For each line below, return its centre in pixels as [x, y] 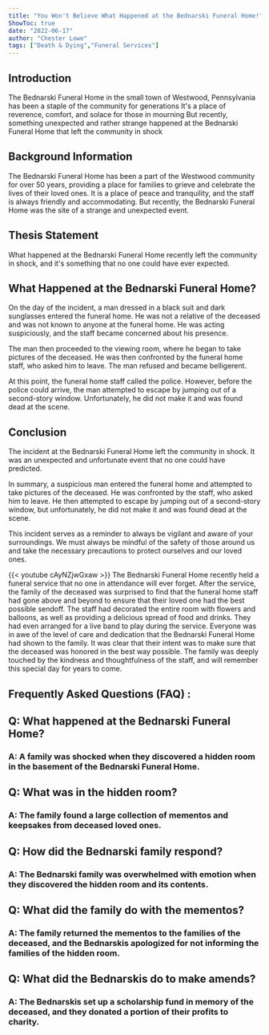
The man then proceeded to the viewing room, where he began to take [125, 349]
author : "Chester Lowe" [48, 38]
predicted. [25, 469]
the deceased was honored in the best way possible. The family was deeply [133, 651]
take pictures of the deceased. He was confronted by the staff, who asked [130, 493]
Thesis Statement [53, 235]
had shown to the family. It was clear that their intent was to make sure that [132, 643]
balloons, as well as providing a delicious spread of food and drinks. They [130, 618]
